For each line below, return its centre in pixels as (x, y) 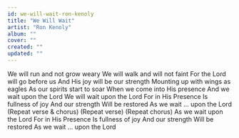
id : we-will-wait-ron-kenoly (51, 14)
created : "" (25, 47)
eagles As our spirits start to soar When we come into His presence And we (118, 89)
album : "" (22, 34)
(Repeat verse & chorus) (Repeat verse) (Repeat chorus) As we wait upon (115, 112)
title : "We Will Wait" (41, 21)
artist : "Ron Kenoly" (40, 27)
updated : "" (25, 54)
